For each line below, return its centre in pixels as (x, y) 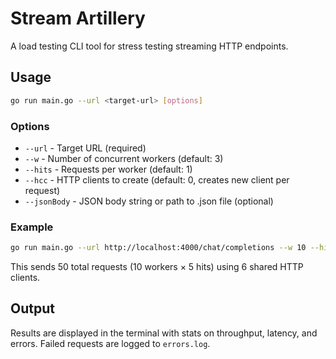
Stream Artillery (78, 18)
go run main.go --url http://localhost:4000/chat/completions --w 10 (158, 248)
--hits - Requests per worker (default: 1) (108, 169)
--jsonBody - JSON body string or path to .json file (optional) (149, 201)
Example (32, 227)
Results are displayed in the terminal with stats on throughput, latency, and (164, 333)
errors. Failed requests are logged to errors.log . (110, 343)
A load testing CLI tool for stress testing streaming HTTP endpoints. (149, 46)
